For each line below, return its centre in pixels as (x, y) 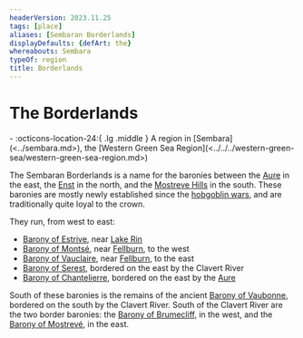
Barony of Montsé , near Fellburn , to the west (106, 248)
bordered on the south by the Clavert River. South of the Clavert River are (146, 304)
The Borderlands (74, 113)
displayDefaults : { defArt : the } (70, 43)
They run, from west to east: (62, 221)
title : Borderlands (46, 69)
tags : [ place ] (36, 26)
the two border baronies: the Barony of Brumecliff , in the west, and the (141, 314)
